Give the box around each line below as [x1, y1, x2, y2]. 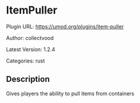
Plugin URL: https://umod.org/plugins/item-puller [6, 23, 124, 30]
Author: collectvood [6, 34, 54, 41]
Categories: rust [6, 57, 45, 64]
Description [6, 74, 50, 84]
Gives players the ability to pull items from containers [6, 89, 135, 97]
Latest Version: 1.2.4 [6, 45, 56, 53]
